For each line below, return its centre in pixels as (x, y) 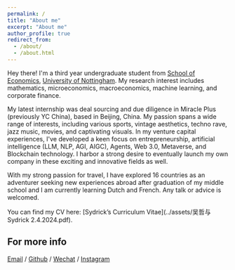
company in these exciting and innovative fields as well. (88, 161)
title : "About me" (34, 20)
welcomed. (23, 197)
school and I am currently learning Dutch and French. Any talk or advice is (114, 190)
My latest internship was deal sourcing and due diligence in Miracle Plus (112, 109)
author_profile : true (39, 33)
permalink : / (26, 14)
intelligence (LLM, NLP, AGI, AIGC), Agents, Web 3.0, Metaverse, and (107, 146)
